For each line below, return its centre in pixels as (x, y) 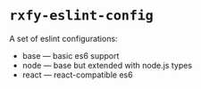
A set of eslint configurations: (63, 38)
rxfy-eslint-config (81, 16)
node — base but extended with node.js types (107, 65)
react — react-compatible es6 (77, 75)
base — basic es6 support (71, 55)
